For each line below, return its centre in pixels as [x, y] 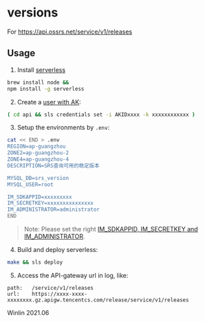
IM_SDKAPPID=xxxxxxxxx [40, 197]
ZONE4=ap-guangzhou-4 [38, 159]
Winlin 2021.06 [28, 312]
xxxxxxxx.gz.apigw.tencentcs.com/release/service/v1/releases [98, 300]
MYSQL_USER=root [30, 184]
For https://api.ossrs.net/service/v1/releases [70, 32]
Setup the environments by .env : [63, 128]
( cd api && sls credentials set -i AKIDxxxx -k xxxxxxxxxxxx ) [101, 115]
